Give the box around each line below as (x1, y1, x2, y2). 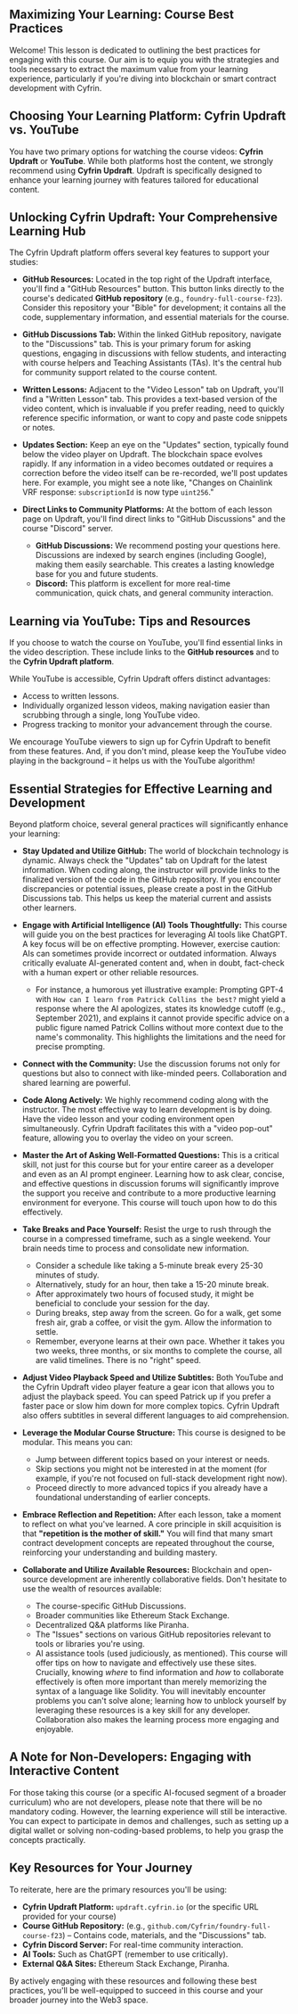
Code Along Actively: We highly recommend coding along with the (21, 1095, 269, 1106)
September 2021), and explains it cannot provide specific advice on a (35, 1013, 290, 1023)
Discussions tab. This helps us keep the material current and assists (21, 893, 272, 904)
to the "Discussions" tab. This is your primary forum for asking (21, 339, 252, 349)
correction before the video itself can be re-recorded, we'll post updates (21, 468, 288, 479)
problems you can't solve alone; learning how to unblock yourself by (35, 1696, 287, 1706)
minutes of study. (35, 1270, 100, 1280)
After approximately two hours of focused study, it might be (35, 1288, 254, 1300)
